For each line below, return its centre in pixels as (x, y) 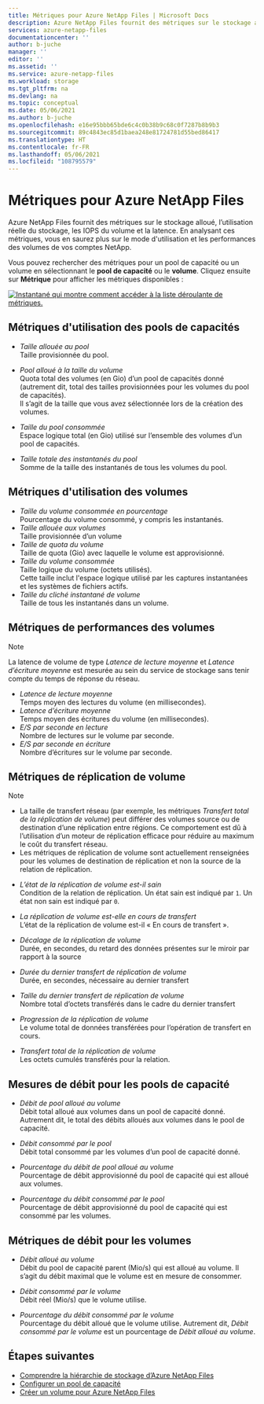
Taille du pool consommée (62, 427)
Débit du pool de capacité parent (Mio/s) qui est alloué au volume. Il (129, 1267)
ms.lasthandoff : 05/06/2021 (54, 154)
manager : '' (27, 52)
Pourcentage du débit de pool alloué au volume (97, 1167)
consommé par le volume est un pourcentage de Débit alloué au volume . (137, 1331)
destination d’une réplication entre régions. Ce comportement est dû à (133, 828)
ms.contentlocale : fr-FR (49, 147)
